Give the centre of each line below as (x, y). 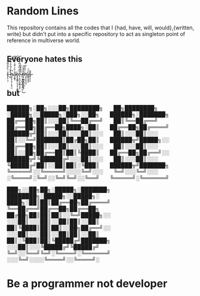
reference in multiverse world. (44, 40)
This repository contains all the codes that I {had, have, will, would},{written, (101, 28)
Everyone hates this (45, 59)
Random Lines (43, 11)
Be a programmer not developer (87, 283)
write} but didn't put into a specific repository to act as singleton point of (96, 34)
